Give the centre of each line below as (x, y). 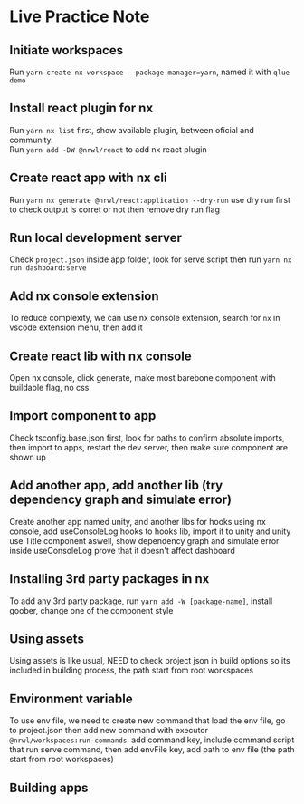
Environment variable (71, 698)
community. (31, 140)
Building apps (49, 787)
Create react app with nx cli (88, 178)
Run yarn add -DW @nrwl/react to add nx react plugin (109, 149)
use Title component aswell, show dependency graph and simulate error (144, 540)
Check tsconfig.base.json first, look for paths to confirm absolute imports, (147, 438)
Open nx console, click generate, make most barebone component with (142, 378)
